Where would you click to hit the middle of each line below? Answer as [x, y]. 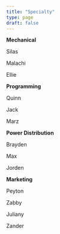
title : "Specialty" [31, 12]
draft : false [22, 23]
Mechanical [21, 40]
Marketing [19, 179]
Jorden [15, 168]
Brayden [16, 145]
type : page [20, 17]
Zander [15, 226]
